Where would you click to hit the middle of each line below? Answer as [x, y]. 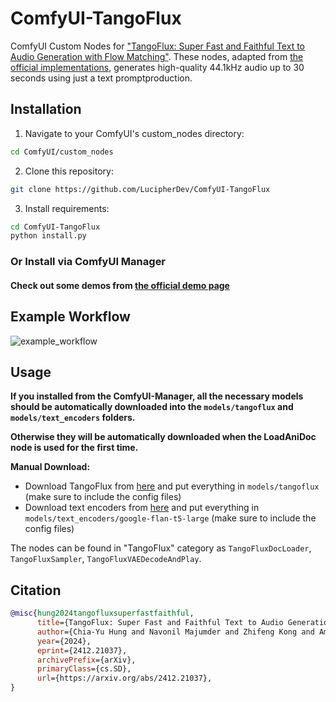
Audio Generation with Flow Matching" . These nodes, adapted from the [157, 56]
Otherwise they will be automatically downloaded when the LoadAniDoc [163, 437]
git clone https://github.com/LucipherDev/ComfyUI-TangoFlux [140, 189]
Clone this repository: [69, 171]
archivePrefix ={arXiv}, [86, 660]
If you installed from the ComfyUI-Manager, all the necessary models [157, 396]
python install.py [48, 236]
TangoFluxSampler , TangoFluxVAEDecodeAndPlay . [106, 559]
